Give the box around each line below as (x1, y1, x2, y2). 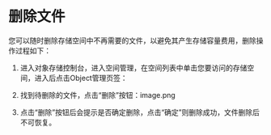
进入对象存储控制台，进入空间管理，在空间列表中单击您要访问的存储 (19, 62, 248, 73)
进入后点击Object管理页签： (34, 73, 128, 82)
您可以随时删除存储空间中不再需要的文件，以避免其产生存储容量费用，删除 (8, 36, 256, 45)
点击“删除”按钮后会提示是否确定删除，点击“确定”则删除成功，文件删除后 (19, 107, 260, 117)
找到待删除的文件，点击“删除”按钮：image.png (19, 90, 176, 99)
